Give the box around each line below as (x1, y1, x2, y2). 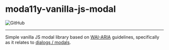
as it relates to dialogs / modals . (5, 39, 71, 45)
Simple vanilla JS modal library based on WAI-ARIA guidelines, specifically (5, 34, 159, 40)
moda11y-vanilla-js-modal (5, 3, 116, 15)
